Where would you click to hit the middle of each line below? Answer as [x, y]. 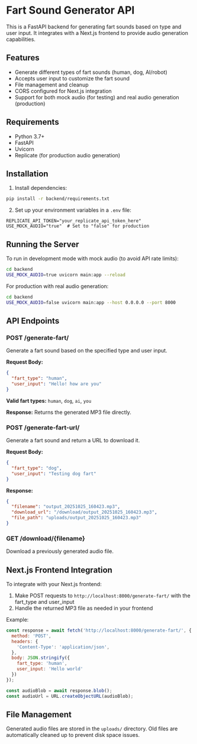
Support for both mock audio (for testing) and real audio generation [97, 97]
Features [23, 58]
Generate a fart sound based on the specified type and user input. [87, 351]
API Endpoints [33, 321]
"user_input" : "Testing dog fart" [54, 474]
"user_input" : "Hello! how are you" [56, 384]
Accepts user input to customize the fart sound [72, 78]
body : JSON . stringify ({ [41, 658]
